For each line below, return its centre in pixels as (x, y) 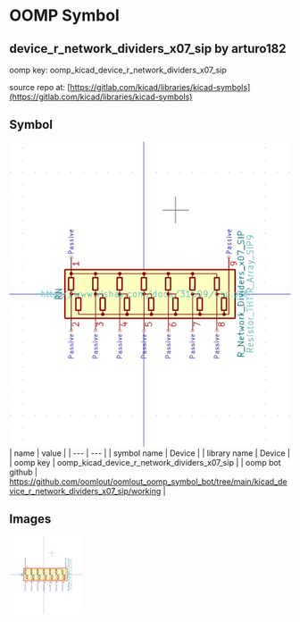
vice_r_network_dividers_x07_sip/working (85, 491)
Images (30, 519)
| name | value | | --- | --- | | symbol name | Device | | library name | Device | (150, 453)
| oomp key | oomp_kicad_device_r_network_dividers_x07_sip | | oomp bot (145, 462)
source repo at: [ (40, 87)
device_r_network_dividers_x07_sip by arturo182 (148, 49)
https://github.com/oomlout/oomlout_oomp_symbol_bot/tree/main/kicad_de (148, 481)
